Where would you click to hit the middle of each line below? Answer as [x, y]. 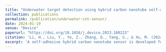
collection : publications [32, 14]
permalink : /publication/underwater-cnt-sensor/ [56, 19]
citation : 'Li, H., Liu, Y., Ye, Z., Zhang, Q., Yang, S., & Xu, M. [77, 38]
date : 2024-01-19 [23, 24]
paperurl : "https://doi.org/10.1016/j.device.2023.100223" [67, 33]
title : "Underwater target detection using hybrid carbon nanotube [76, 10]
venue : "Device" [22, 28]
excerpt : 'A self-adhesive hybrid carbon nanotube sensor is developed [80, 42]
